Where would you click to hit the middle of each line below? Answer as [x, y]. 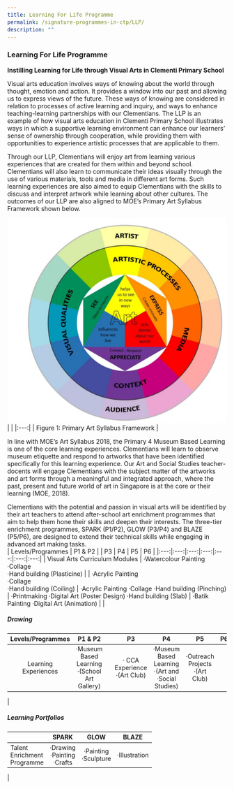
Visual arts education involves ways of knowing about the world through [111, 83]
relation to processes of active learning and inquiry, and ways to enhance [112, 106]
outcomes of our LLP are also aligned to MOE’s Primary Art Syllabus [104, 201]
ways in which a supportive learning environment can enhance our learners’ [116, 128]
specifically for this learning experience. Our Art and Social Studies [103, 463]
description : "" [31, 29]
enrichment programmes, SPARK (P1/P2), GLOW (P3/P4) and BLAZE [105, 529]
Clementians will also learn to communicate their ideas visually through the [115, 171]
